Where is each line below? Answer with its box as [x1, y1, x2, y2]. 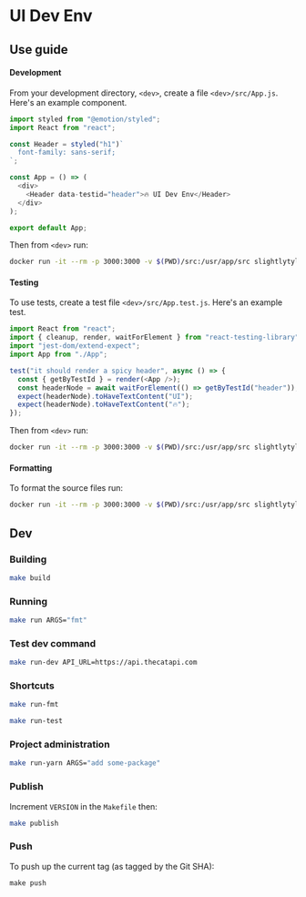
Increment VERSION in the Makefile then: [9, 800, 158, 811]
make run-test [9, 717, 64, 726]
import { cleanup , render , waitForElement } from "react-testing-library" [9, 333, 300, 342]
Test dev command [9, 637, 97, 649]
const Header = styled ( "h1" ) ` [9, 139, 125, 148]
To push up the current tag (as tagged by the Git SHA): [9, 861, 215, 872]
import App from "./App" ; [9, 350, 107, 360]
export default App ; [9, 223, 88, 232]
